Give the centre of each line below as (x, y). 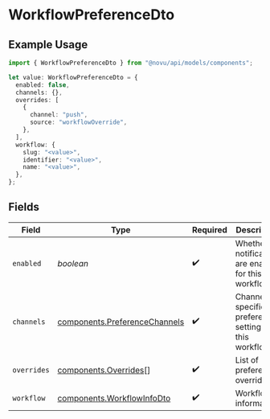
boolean (73, 263)
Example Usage (48, 45)
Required (209, 229)
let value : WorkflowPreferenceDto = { (73, 77)
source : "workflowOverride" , (78, 122)
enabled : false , (43, 85)
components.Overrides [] (104, 370)
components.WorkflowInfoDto (114, 398)
